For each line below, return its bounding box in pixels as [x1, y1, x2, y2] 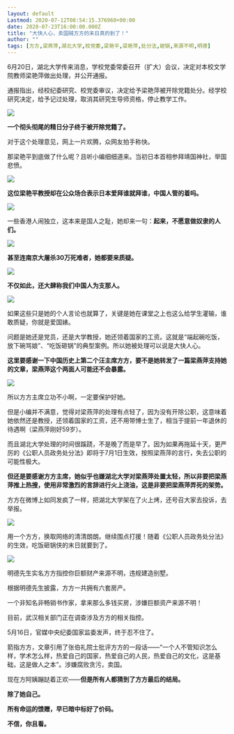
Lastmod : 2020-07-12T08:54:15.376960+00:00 [7, 17, 136, 24]
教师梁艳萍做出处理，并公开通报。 [13, 71, 111, 79]
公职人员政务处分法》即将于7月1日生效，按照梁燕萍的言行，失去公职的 [25, 449, 227, 457]
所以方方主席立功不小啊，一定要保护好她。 [7, 393, 130, 401]
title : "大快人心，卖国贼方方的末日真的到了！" [7, 29, 129, 37]
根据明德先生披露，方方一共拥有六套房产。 [7, 583, 130, 592]
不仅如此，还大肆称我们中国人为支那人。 [7, 282, 123, 289]
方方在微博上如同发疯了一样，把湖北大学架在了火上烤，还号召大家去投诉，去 [7, 496, 227, 504]
